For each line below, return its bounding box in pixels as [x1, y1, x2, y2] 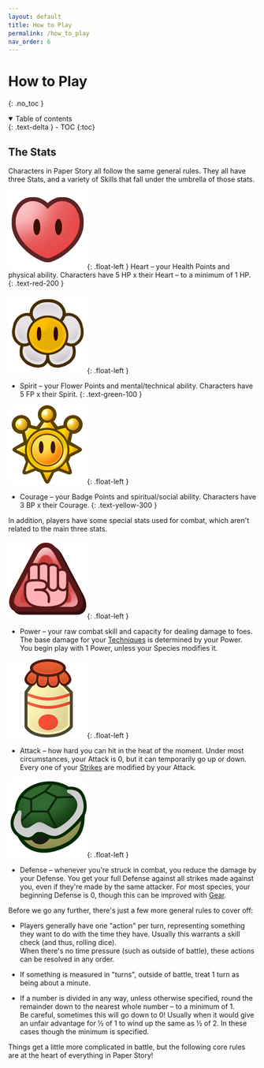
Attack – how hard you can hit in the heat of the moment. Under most [19, 746, 244, 755]
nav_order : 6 [8, 38, 51, 46]
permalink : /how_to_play [8, 29, 90, 37]
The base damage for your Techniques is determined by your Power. [19, 635, 243, 644]
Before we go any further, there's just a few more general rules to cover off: [8, 906, 254, 915]
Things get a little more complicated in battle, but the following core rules [8, 1042, 246, 1051]
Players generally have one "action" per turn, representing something [19, 921, 246, 930]
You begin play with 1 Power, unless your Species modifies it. [19, 644, 218, 652]
